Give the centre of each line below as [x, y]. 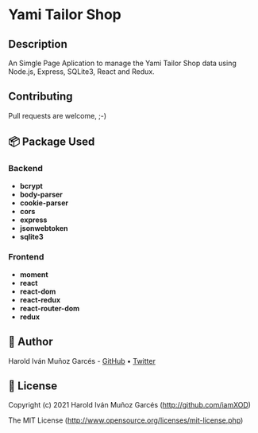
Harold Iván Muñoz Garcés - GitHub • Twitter [82, 361]
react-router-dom [50, 308]
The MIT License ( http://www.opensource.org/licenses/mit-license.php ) [126, 420]
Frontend [26, 257]
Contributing [40, 97]
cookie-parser [44, 203]
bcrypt [31, 185]
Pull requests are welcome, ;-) [58, 115]
